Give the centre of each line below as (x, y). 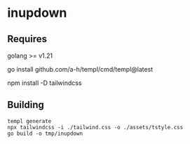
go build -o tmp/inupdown (45, 133)
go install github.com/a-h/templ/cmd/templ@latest (80, 69)
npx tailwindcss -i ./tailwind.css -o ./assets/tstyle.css (95, 127)
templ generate (29, 121)
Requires (27, 39)
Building (26, 105)
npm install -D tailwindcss (45, 83)
